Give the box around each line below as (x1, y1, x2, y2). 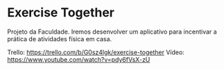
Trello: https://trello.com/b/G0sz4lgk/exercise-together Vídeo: (7, 48, 185, 56)
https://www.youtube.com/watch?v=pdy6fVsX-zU (7, 55, 150, 63)
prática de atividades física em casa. (7, 34, 112, 43)
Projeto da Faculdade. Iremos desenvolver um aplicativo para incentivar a (7, 27, 217, 36)
